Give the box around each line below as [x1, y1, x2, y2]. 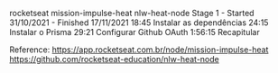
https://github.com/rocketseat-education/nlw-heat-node [9, 54, 219, 64]
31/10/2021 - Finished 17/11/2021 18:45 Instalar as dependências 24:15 [9, 17, 269, 28]
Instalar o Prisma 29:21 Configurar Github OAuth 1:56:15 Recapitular [9, 27, 260, 37]
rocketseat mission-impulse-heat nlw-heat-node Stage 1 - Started [9, 8, 255, 18]
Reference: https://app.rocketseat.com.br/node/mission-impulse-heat [9, 44, 269, 55]
